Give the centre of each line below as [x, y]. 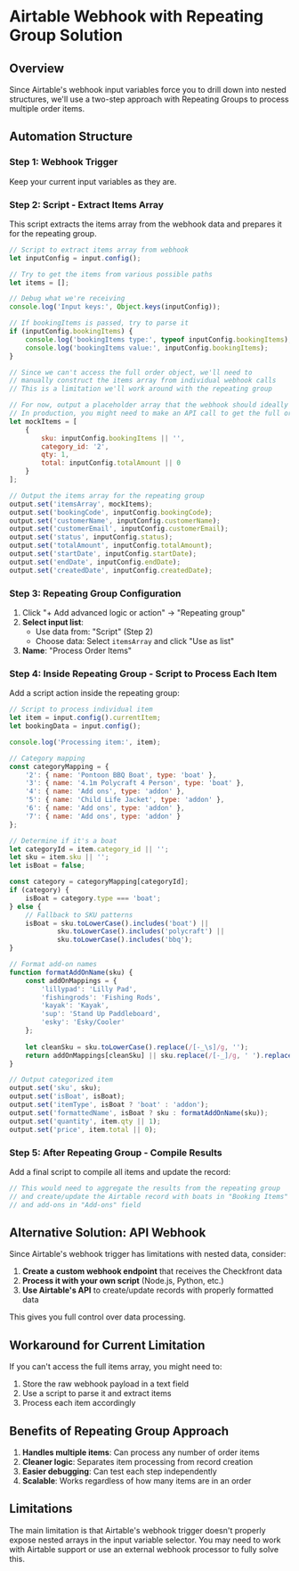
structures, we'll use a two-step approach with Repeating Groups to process [149, 99]
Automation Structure [71, 137]
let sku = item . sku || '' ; [59, 857]
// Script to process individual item [81, 710]
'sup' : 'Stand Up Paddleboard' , [101, 1014]
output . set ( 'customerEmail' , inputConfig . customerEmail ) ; [119, 529]
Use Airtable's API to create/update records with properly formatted [148, 1290]
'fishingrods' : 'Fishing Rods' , [101, 997]
